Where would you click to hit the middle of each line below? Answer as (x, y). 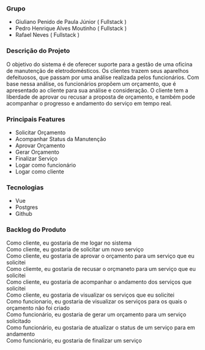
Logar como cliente (39, 171)
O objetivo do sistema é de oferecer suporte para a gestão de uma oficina (99, 64)
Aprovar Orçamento (40, 145)
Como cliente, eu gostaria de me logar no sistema (69, 243)
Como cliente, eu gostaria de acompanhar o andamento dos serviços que (99, 282)
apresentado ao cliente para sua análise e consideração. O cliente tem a (97, 90)
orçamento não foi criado (38, 308)
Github (24, 214)
